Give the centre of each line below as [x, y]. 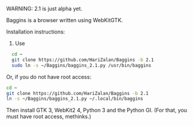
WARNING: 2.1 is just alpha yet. [44, 9]
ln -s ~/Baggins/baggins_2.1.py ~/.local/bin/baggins [75, 99]
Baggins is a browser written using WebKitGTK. [65, 20]
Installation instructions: [36, 32]
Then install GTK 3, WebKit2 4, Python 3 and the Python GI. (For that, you [97, 110]
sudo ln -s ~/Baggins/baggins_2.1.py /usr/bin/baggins [82, 65]
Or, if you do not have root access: [49, 76]
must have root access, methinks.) [49, 116]
